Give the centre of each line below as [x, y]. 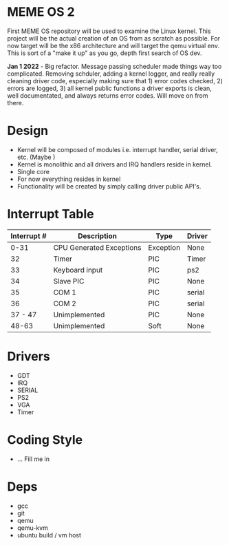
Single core [33, 171]
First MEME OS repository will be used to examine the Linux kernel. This [109, 31]
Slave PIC [69, 281]
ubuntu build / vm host [49, 535]
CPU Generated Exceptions [97, 247]
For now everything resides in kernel [69, 179]
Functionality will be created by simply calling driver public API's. [109, 186]
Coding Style [45, 439]
